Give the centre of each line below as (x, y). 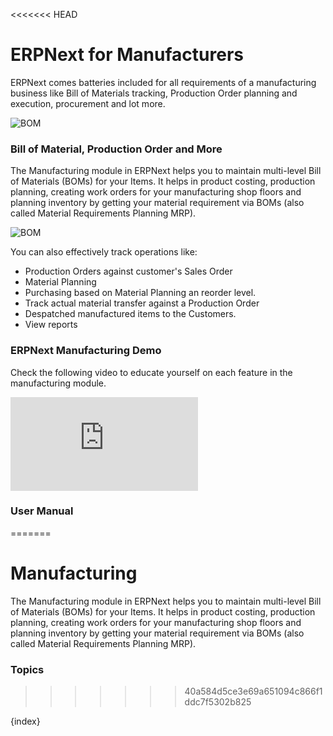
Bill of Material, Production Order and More (116, 149)
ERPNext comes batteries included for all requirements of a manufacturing (163, 82)
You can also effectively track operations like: (104, 252)
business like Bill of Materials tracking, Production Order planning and (154, 93)
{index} (25, 721)
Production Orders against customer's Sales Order (128, 271)
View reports (51, 325)
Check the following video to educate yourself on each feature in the (151, 372)
